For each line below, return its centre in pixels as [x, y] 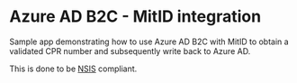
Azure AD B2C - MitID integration [135, 17]
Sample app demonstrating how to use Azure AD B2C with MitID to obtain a [149, 41]
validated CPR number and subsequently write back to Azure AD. [130, 51]
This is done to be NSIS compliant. [73, 69]
